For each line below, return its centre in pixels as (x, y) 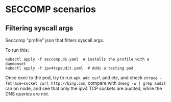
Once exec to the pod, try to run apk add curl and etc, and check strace (81, 78)
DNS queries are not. (27, 94)
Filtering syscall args (39, 28)
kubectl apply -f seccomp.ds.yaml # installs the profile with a (77, 59)
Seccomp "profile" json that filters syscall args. (55, 40)
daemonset (16, 64)
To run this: (17, 50)
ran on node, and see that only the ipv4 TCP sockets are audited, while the (84, 88)
